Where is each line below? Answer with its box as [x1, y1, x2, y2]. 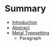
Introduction [11, 19, 37, 25]
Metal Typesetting [11, 30, 49, 36]
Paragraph [19, 35, 41, 41]
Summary [4, 3, 46, 14]
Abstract [11, 24, 30, 30]
